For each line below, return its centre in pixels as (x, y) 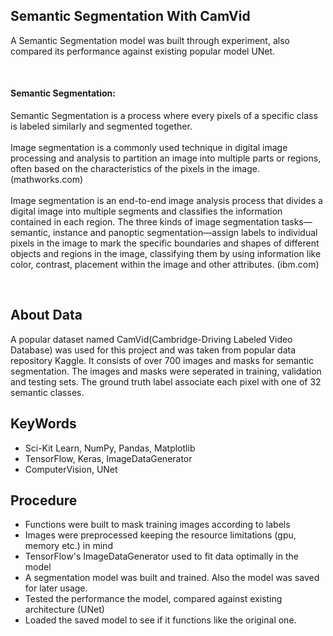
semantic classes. (47, 392)
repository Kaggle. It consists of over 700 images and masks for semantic (162, 360)
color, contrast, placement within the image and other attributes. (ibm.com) (165, 265)
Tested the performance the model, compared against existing (153, 599)
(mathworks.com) (47, 180)
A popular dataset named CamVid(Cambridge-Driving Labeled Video (151, 339)
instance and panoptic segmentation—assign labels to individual (185, 233)
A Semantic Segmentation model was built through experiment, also (150, 40)
